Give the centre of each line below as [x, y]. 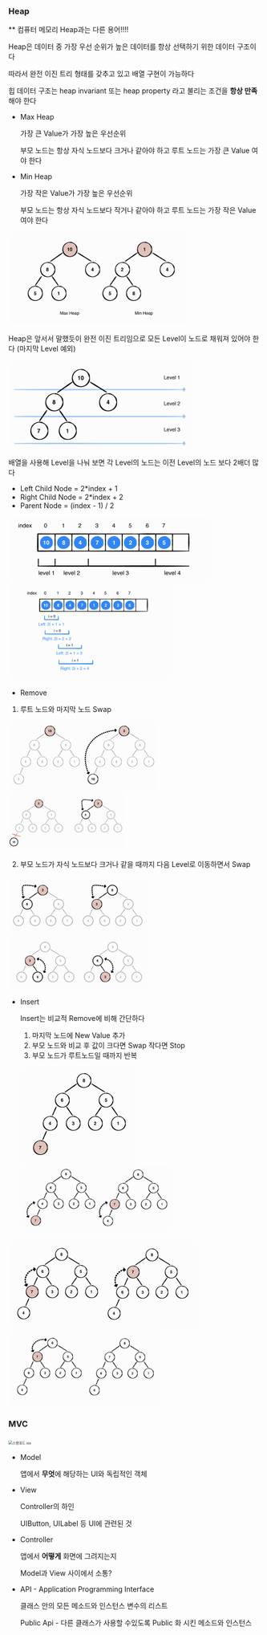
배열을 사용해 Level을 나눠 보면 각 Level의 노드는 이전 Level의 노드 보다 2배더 [129, 462]
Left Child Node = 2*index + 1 [69, 489]
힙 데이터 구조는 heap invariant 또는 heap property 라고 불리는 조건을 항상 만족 [133, 91]
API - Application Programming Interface [87, 1589]
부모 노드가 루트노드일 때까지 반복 [85, 1055]
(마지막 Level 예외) [46, 349]
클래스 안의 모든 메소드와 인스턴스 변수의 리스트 [94, 1605]
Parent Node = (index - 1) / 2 [67, 506]
